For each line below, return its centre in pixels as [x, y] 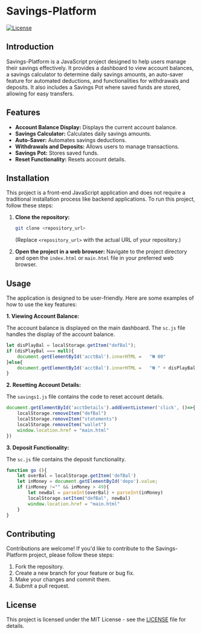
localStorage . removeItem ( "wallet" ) [62, 424]
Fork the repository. [40, 567]
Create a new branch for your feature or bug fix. [75, 573]
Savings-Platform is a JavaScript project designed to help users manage [96, 61]
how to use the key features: [42, 305]
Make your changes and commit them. [63, 580]
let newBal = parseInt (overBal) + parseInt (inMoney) [96, 493]
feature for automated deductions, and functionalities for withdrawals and [98, 80]
